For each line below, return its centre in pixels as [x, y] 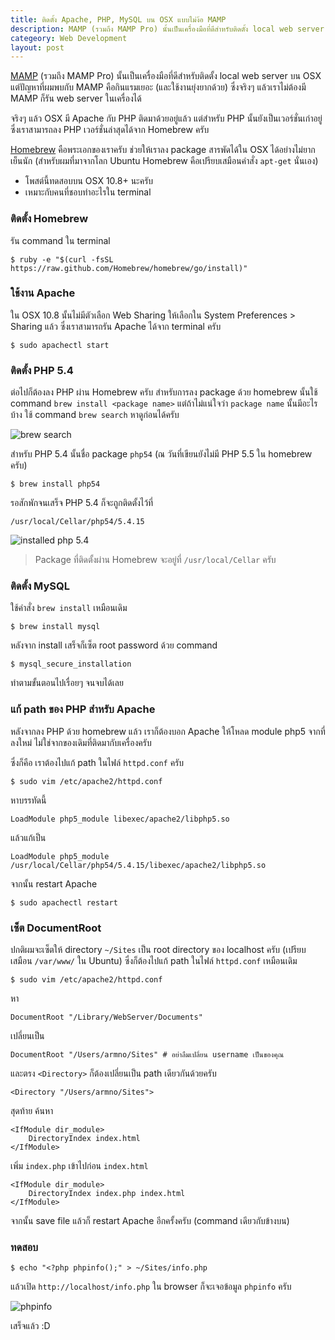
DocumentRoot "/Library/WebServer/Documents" [106, 1017]
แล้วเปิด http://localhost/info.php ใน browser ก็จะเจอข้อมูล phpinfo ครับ [151, 1287]
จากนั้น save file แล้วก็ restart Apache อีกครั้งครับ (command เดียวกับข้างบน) [150, 1221]
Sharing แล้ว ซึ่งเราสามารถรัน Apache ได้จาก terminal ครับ [116, 326]
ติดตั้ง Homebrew [49, 219]
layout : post [37, 47]
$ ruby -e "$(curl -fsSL [62, 259]
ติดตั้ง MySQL [40, 586]
